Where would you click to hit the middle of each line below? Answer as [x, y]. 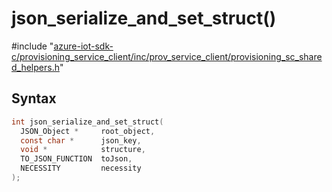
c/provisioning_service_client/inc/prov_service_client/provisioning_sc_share [167, 56]
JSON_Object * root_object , [88, 131]
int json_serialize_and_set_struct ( [87, 122]
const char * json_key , [81, 140]
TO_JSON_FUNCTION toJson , [76, 159]
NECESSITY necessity [81, 168]
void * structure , [83, 150]
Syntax [34, 98]
